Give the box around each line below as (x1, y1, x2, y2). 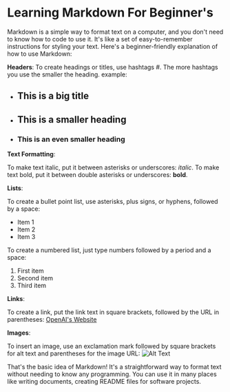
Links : (7, 295, 25, 303)
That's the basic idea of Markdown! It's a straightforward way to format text (7, 363, 222, 371)
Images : (7, 329, 31, 337)
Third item (17, 281, 47, 290)
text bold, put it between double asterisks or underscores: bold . (7, 171, 188, 179)
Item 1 (17, 218, 34, 227)
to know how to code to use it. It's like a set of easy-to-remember (7, 34, 193, 43)
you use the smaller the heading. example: (7, 70, 127, 79)
